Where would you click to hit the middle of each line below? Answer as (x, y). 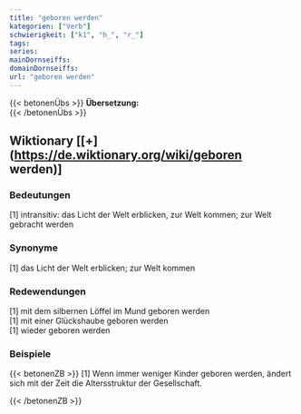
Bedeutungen (40, 195)
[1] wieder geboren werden (60, 330)
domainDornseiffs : (44, 69)
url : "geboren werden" (52, 77)
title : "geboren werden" (56, 18)
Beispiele (30, 353)
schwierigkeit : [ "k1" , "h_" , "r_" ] (77, 34)
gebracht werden (42, 224)
